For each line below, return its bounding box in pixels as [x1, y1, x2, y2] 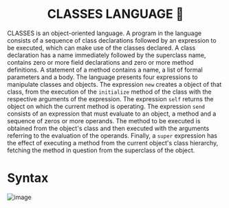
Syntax [7, 170, 49, 186]
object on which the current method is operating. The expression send [7, 102, 205, 110]
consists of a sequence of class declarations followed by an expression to [7, 36, 217, 44]
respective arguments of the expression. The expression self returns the [7, 94, 214, 103]
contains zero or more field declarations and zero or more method [7, 58, 194, 66]
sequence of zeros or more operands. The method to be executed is [7, 116, 201, 125]
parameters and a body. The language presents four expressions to [7, 72, 198, 81]
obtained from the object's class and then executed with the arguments [7, 124, 210, 132]
